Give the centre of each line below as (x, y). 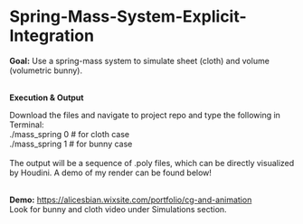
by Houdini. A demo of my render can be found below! (111, 173)
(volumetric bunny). (46, 70)
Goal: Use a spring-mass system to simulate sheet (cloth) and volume (139, 61)
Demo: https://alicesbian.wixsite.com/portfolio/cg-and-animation (131, 200)
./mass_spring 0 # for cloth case (69, 134)
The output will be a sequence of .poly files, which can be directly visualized (152, 163)
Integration (52, 36)
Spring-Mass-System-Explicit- (128, 17)
